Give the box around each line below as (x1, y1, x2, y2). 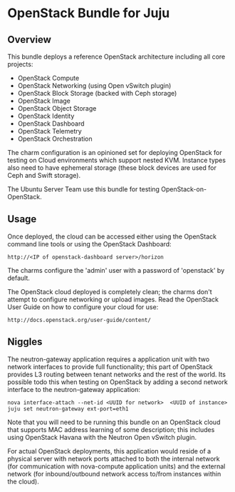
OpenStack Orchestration (17, 134, 93, 143)
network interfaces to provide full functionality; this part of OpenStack (7, 362, 214, 371)
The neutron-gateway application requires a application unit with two (7, 355, 210, 363)
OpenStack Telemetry (17, 127, 82, 135)
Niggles (7, 336, 43, 348)
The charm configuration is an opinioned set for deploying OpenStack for (7, 149, 222, 156)
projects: (7, 60, 33, 69)
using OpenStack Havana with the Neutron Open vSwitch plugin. (7, 433, 197, 441)
